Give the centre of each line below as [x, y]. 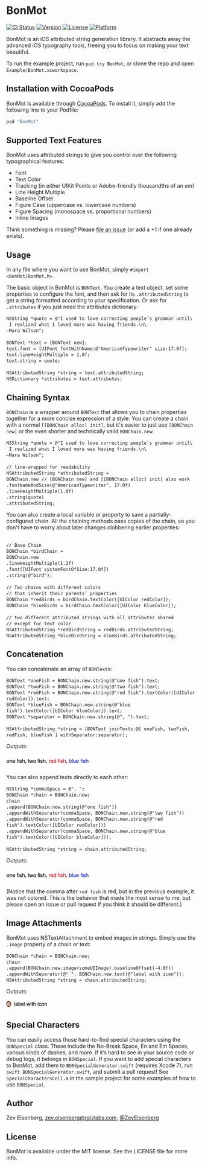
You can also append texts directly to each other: [67, 777]
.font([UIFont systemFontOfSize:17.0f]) [58, 570]
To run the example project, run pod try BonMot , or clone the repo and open [100, 63]
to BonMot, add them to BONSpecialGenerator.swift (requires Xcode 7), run [99, 1065]
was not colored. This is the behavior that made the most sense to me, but [99, 897]
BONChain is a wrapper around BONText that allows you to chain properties [96, 412]
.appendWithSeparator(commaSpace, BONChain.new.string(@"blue [86, 831]
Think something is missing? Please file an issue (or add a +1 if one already [99, 229]
